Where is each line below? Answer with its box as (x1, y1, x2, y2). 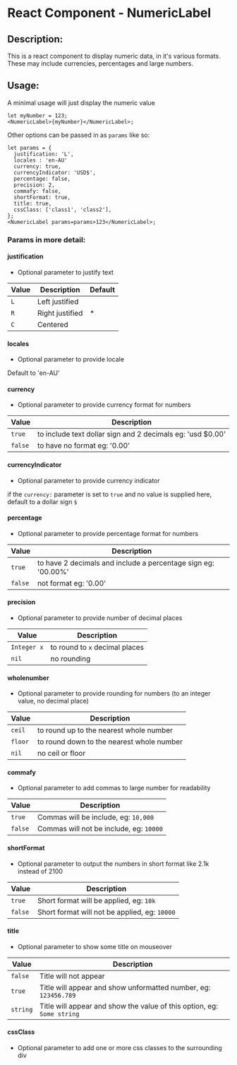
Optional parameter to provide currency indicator (17, 476, 160, 484)
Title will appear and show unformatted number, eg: (39, 982, 211, 992)
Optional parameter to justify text (17, 268, 114, 276)
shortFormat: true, (13, 194, 71, 201)
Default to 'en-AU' (7, 369, 60, 377)
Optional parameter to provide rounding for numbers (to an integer (17, 689, 211, 698)
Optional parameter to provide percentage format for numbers (17, 529, 199, 537)
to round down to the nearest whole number (37, 737, 183, 746)
